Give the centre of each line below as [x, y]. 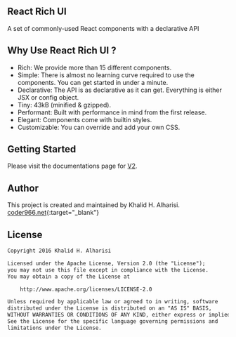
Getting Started [42, 149]
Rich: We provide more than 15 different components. [94, 67]
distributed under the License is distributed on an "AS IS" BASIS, [110, 308]
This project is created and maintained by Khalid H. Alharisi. [94, 205]
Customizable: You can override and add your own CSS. [99, 127]
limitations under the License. [54, 328]
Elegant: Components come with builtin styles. [85, 119]
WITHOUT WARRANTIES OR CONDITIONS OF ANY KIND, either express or [106, 315]
